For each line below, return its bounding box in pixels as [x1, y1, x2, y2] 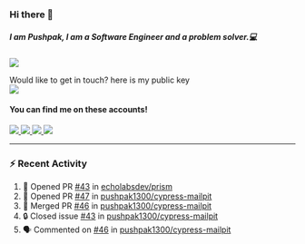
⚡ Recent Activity [9, 158, 88, 171]
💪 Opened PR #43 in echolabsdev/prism [22, 181, 172, 192]
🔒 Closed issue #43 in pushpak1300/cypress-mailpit [22, 210, 219, 221]
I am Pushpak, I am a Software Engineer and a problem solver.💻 [9, 31, 258, 42]
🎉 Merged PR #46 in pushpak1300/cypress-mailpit [22, 200, 212, 211]
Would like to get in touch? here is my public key [9, 74, 191, 85]
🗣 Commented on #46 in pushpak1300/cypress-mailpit [22, 224, 231, 235]
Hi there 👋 [9, 8, 54, 21]
